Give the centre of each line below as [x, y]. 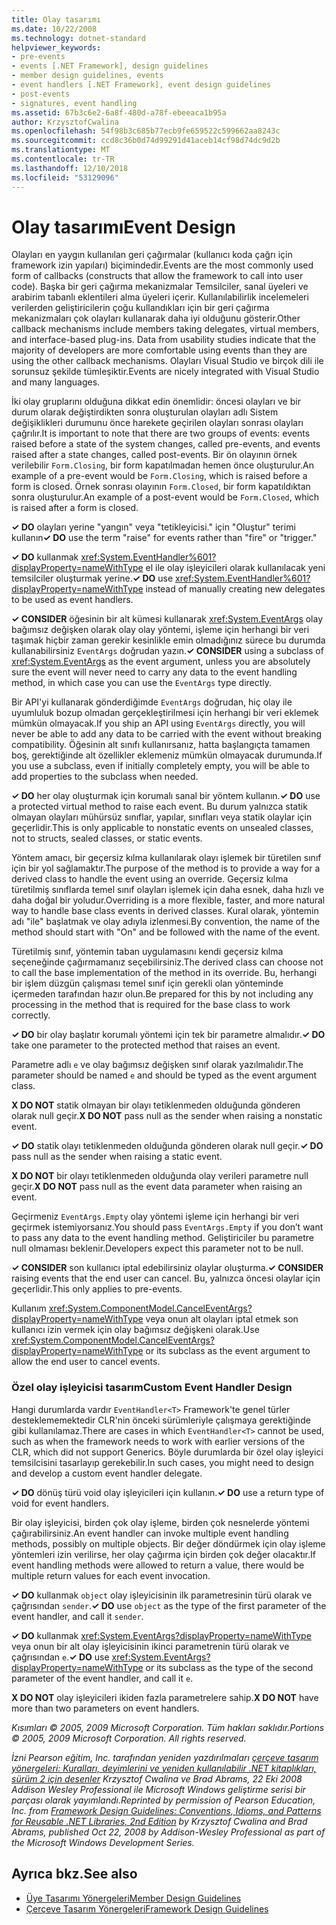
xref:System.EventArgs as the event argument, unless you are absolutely [161, 662]
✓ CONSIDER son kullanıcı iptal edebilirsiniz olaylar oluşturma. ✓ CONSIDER [167, 1268]
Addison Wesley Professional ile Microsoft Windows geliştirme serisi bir [158, 1789]
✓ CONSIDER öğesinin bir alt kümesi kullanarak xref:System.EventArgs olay [167, 619]
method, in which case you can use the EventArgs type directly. [142, 683]
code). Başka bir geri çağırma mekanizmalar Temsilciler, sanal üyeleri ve [160, 287]
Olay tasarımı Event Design [123, 227]
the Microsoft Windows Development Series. [103, 1842]
